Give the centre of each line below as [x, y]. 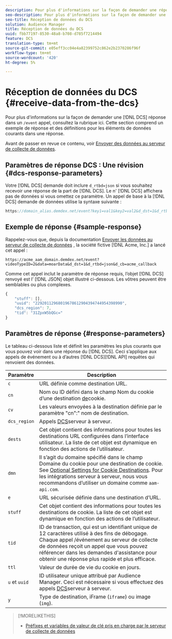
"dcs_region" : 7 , [33, 308]
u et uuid [18, 582]
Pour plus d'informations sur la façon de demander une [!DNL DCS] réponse [86, 117]
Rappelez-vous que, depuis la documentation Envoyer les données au [79, 239]
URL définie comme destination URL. [83, 384]
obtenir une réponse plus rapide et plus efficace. [98, 559]
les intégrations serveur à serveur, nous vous [93, 476]
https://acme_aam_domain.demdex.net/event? [52, 260]
